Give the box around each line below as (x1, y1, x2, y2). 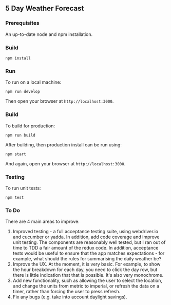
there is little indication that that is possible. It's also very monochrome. (12, 272, 164, 278)
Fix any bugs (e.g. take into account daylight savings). (12, 294, 127, 300)
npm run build (5, 132, 36, 138)
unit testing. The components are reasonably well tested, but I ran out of (12, 239, 166, 245)
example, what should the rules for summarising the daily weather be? (12, 256, 162, 262)
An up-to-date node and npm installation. (5, 31, 93, 37)
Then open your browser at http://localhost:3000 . (5, 98, 114, 104)
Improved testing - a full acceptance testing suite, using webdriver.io (12, 228, 158, 235)
